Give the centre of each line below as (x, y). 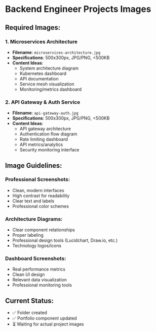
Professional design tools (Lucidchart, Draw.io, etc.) (65, 240)
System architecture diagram (49, 68)
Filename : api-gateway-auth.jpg (45, 113)
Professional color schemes (40, 206)
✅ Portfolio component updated (45, 318)
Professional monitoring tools (42, 285)
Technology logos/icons (37, 246)
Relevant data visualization (39, 280)
